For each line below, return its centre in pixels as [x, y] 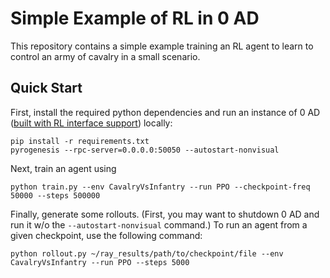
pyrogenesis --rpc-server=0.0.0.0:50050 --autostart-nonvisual [145, 150]
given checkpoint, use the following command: [106, 235]
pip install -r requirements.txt [80, 141]
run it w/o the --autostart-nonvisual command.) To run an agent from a [159, 224]
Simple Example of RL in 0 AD [135, 18]
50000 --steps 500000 [55, 195]
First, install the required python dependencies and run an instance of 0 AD [165, 112]
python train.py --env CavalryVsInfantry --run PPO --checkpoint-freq [160, 187]
